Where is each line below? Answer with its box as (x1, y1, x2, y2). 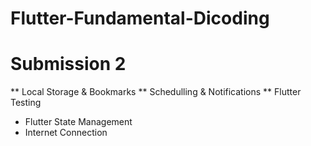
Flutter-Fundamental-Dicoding (10, 7, 270, 30)
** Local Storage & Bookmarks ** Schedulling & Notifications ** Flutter (10, 86, 302, 98)
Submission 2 (10, 53, 127, 76)
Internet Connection (24, 127, 108, 139)
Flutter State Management (24, 116, 133, 128)
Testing (10, 97, 42, 109)
